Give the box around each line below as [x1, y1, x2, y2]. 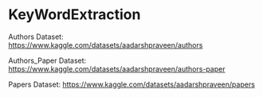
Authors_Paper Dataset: [8, 56, 87, 65]
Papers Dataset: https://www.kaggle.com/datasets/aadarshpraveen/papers [8, 80, 255, 89]
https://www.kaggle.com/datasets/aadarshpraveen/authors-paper [8, 64, 226, 73]
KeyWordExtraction [8, 6, 141, 24]
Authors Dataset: [8, 32, 64, 41]
